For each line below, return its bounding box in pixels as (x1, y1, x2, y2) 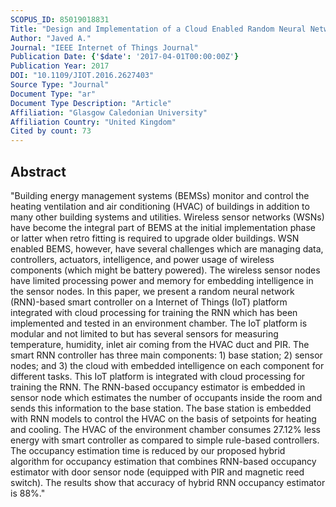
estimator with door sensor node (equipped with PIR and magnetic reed (10, 466, 305, 478)
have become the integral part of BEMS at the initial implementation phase (10, 221, 316, 233)
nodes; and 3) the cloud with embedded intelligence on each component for (10, 359, 325, 371)
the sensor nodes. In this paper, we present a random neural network (10, 285, 295, 297)
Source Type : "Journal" (10, 80, 110, 90)
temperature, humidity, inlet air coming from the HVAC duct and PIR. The (10, 338, 310, 350)
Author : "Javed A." (10, 33, 92, 43)
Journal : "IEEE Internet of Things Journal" (10, 42, 199, 53)
